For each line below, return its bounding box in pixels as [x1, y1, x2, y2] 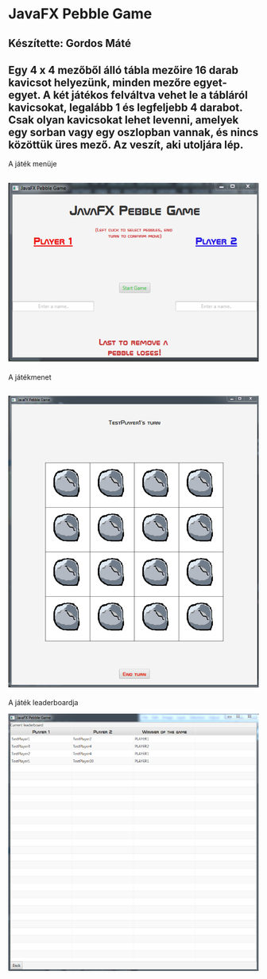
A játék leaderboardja [8, 698, 79, 708]
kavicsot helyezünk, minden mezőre [8, 76, 192, 89]
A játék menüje [8, 159, 57, 169]
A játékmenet [8, 372, 52, 382]
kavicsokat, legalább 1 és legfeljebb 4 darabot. [8, 100, 243, 114]
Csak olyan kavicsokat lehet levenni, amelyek [8, 113, 239, 127]
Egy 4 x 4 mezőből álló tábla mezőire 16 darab [8, 63, 238, 76]
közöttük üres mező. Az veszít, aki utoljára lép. [8, 138, 244, 151]
